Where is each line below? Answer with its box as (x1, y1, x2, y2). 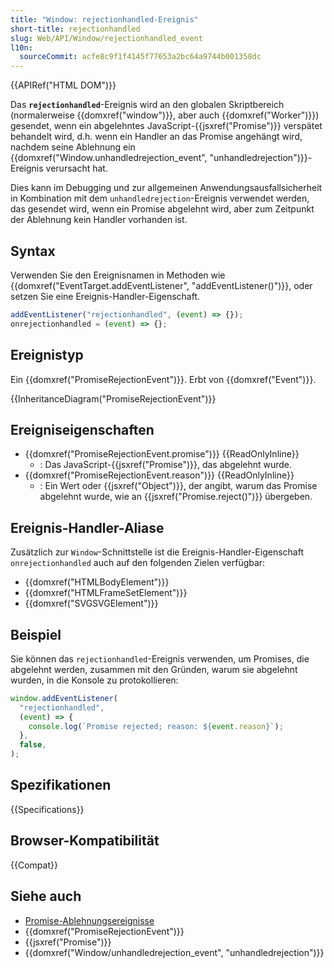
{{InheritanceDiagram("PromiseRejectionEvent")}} (10, 392, 217, 405)
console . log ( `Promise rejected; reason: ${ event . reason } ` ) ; (28, 721, 284, 731)
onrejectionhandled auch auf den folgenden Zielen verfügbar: (10, 557, 266, 569)
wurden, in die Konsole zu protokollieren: (10, 674, 179, 686)
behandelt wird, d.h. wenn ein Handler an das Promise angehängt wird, (10, 131, 303, 143)
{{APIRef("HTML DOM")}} (10, 79, 117, 91)
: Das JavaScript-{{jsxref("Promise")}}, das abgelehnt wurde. (39, 459, 293, 471)
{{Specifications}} (10, 803, 85, 815)
